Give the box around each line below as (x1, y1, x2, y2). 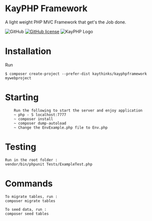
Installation (5, 46, 52, 57)
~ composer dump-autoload (14, 121, 67, 126)
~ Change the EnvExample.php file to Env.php (14, 125, 108, 130)
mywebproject (5, 75, 32, 81)
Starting (5, 92, 39, 103)
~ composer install (14, 116, 54, 121)
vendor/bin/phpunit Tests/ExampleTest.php (5, 162, 93, 167)
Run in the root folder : (5, 157, 57, 162)
